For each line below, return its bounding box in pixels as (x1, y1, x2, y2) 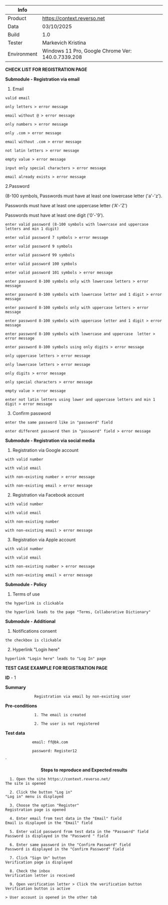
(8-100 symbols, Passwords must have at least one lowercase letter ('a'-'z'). (5, 193, 162, 199)
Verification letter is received (5, 873, 75, 878)
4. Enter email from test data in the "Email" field (9, 816, 122, 821)
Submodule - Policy (5, 582, 47, 587)
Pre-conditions (5, 703, 37, 709)
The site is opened (5, 781, 46, 786)
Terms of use (12, 591, 40, 597)
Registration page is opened (5, 807, 66, 812)
